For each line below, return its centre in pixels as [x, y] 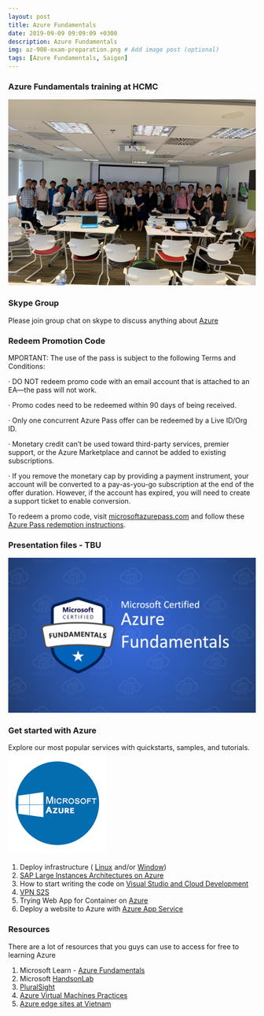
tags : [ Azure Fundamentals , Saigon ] [68, 58]
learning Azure [32, 955]
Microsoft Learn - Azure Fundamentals [82, 970]
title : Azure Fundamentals [52, 25]
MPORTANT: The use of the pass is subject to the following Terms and [122, 357]
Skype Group [34, 303]
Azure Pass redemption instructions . [67, 524]
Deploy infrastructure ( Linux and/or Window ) [93, 867]
